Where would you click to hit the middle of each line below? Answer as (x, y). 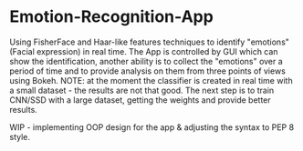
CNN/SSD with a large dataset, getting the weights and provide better (140, 100)
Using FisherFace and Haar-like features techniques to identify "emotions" (150, 42)
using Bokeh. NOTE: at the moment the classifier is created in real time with (151, 80)
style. (20, 136)
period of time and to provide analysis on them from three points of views (147, 71)
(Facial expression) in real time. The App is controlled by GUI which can (144, 51)
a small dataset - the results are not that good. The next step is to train (142, 90)
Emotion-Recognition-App (112, 17)
